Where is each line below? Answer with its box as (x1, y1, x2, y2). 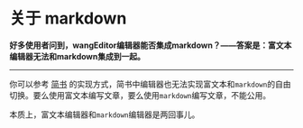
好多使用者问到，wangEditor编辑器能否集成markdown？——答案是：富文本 (9, 40, 292, 50)
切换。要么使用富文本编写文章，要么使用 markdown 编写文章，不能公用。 (9, 89, 271, 100)
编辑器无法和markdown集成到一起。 (9, 50, 146, 61)
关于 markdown (9, 8, 127, 29)
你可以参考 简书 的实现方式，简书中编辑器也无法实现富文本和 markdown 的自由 (9, 78, 291, 89)
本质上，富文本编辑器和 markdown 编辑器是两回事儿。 (9, 109, 200, 120)
